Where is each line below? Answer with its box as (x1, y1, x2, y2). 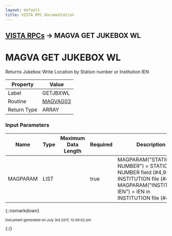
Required (90, 141, 113, 148)
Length (63, 147, 82, 155)
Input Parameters (5, 121, 50, 128)
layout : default (5, 7, 40, 13)
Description (136, 141, 166, 148)
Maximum (60, 135, 85, 142)
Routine (8, 98, 27, 105)
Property (11, 80, 34, 88)
